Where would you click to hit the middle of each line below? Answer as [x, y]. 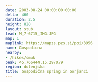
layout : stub [19, 29]
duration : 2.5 [21, 19]
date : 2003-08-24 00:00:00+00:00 [41, 10]
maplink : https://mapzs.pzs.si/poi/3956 [49, 43]
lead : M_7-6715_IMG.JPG [31, 34]
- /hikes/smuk [21, 57]
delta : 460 [17, 15]
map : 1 [12, 39]
